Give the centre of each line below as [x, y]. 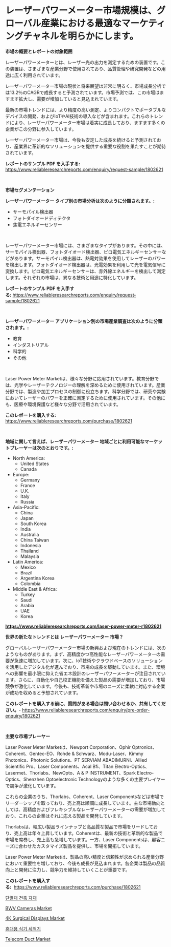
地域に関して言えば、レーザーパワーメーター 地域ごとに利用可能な [75, 441]
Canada [29, 469]
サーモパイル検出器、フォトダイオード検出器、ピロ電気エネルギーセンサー [83, 252]
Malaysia [30, 556]
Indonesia [31, 545]
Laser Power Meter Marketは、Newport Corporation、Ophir [68, 747]
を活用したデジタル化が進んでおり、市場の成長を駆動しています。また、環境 [85, 667]
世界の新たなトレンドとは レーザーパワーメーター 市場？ [64, 636]
